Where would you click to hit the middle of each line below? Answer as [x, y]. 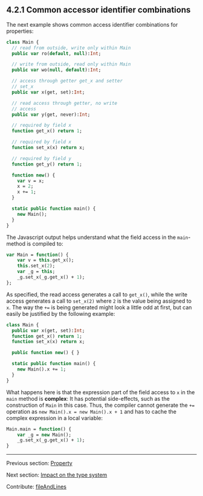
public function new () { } [46, 353]
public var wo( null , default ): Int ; [56, 70]
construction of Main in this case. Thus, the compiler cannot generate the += [101, 405]
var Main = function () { [37, 255]
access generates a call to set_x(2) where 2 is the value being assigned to [99, 301]
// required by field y [41, 158]
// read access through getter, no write [65, 103]
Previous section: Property [39, 463]
